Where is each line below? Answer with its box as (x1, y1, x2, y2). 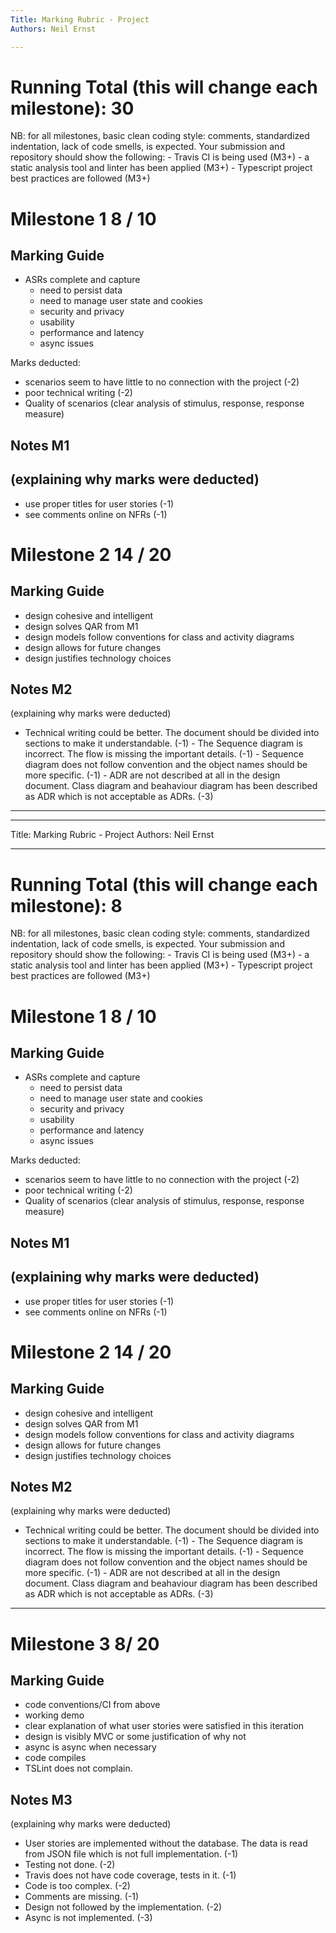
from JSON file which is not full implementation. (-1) (24, 1848, 239, 1860)
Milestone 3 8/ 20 (10, 1632, 160, 1655)
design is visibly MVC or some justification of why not (24, 1731, 247, 1743)
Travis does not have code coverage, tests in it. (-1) (24, 1869, 237, 1881)
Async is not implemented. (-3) (24, 1912, 153, 1924)
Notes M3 (10, 1791, 73, 1808)
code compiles (24, 1752, 87, 1764)
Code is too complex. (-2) (24, 1880, 131, 1892)
